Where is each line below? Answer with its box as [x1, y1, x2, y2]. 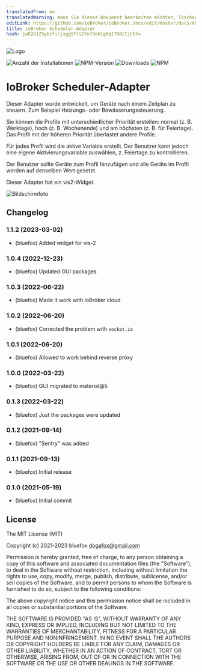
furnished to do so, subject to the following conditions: [6, 586, 141, 593]
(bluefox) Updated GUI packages [14, 268, 97, 275]
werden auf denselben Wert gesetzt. [6, 167, 97, 174]
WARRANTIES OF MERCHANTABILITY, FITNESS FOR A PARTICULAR [6, 628, 176, 635]
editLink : [6, 20, 31, 26]
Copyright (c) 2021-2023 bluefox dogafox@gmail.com [6, 542, 140, 549]
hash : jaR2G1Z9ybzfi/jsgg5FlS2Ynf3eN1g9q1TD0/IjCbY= [6, 31, 141, 37]
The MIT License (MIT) [6, 530, 63, 537]
